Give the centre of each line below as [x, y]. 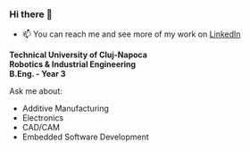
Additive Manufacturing [66, 109]
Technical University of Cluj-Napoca [78, 55]
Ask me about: [36, 91]
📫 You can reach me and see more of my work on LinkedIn [131, 34]
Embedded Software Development [85, 137]
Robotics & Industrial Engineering [73, 64]
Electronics [43, 118]
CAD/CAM [41, 128]
